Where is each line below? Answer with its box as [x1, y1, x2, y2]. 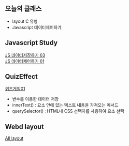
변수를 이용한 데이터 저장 [12, 96, 59, 102]
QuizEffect [5, 73, 38, 81]
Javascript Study [5, 39, 58, 47]
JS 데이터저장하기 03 [5, 52, 45, 58]
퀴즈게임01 [5, 86, 26, 92]
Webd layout [5, 122, 44, 131]
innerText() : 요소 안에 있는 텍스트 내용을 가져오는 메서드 [12, 102, 119, 108]
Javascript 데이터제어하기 [12, 24, 62, 30]
